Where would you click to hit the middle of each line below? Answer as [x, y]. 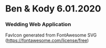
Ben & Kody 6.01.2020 [53, 9]
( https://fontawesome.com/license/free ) [47, 40]
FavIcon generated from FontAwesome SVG [51, 35]
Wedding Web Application [38, 24]
